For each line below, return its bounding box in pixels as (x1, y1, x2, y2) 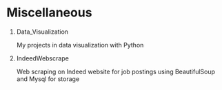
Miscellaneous (6, 5, 92, 21)
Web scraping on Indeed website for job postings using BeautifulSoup (16, 67, 215, 76)
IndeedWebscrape (16, 54, 70, 63)
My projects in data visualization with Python (16, 41, 144, 49)
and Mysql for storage (16, 74, 80, 83)
